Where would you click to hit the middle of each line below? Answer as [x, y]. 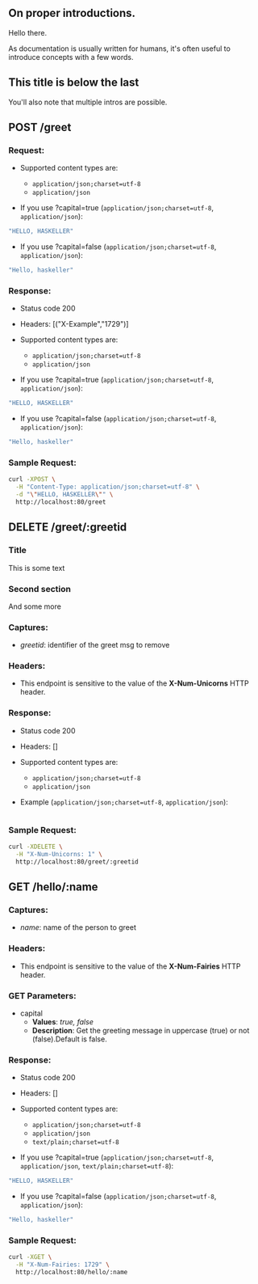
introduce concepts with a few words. [71, 57]
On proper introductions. [72, 13]
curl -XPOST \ [32, 479]
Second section [40, 589]
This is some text [37, 568]
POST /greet [40, 127]
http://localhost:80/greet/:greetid [77, 862]
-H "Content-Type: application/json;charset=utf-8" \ [108, 487]
